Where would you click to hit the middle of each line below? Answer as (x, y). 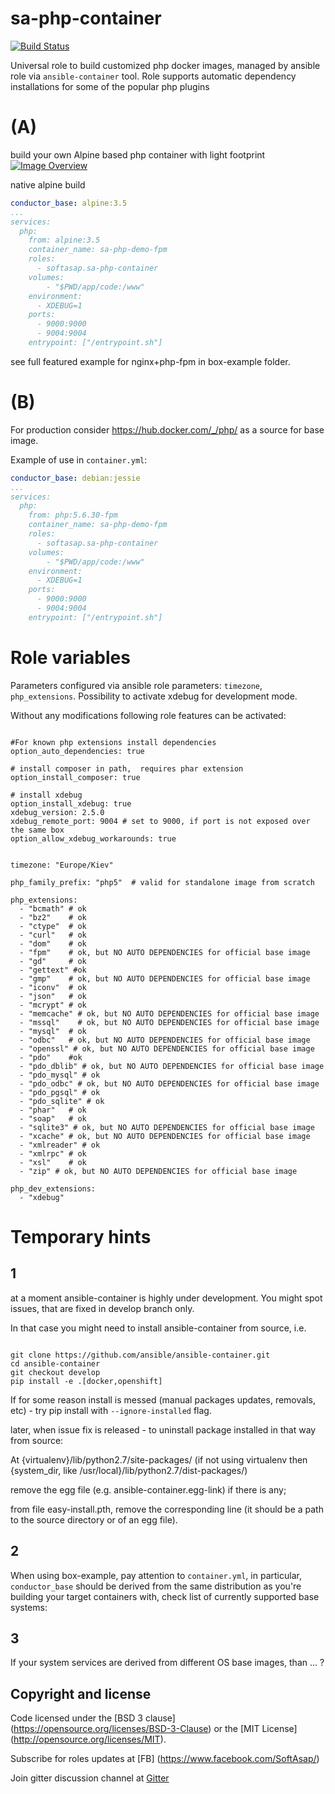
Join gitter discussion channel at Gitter (90, 1778)
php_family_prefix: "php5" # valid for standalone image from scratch (162, 882)
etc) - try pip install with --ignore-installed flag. (111, 1410)
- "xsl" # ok (53, 1162)
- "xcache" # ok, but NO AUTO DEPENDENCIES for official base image (165, 1136)
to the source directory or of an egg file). (94, 1519)
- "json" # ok (53, 996)
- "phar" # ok (53, 1110)
